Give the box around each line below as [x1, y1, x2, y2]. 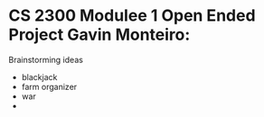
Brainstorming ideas [8, 54, 83, 65]
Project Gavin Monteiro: [8, 24, 191, 45]
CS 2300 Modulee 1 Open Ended [8, 5, 256, 26]
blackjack [21, 71, 58, 82]
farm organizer [21, 81, 78, 92]
